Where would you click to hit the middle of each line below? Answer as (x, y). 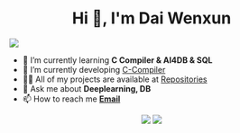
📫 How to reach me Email (71, 99)
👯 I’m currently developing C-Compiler (94, 69)
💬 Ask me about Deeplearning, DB (87, 88)
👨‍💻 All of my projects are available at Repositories (115, 79)
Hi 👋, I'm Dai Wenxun (152, 18)
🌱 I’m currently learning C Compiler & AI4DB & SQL (117, 60)
